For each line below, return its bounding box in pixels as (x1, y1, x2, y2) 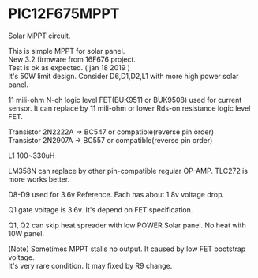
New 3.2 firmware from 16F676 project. (8, 54, 136, 64)
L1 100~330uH (8, 151, 55, 160)
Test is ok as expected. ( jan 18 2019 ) (8, 62, 130, 72)
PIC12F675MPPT (8, 5, 120, 23)
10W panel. (8, 228, 45, 238)
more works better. (8, 175, 70, 184)
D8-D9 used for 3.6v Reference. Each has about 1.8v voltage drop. (8, 190, 225, 199)
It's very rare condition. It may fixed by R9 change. (8, 261, 173, 270)
